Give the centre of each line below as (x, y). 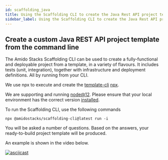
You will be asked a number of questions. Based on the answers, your (77, 128)
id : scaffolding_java (28, 10)
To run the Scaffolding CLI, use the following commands (63, 109)
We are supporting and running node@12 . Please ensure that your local (78, 94)
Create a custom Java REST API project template (82, 39)
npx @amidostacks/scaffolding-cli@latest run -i (57, 119)
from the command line (42, 47)
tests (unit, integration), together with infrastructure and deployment (75, 70)
